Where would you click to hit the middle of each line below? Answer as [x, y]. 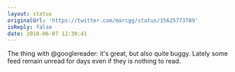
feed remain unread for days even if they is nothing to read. [94, 61]
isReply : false [30, 27]
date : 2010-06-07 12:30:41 [47, 34]
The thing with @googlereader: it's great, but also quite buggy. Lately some [118, 54]
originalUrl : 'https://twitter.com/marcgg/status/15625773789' [103, 20]
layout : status [30, 14]
